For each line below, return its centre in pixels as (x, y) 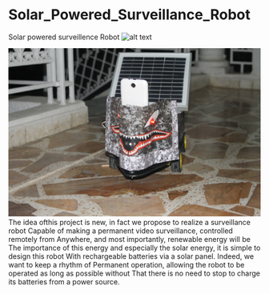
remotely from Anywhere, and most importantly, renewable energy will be (129, 239)
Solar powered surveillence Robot (64, 37)
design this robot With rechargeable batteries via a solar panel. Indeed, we (131, 256)
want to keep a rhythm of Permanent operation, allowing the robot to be (126, 264)
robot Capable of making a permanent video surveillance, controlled (121, 231)
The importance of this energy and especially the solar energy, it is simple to (134, 248)
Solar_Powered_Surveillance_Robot (129, 15)
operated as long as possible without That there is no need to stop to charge (134, 273)
